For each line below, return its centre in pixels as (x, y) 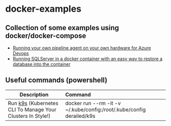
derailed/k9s (80, 116)
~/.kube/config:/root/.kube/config (106, 109)
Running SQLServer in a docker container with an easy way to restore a (88, 59)
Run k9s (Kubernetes (33, 103)
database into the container (41, 64)
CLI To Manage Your (32, 109)
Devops (21, 53)
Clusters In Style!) (29, 116)
